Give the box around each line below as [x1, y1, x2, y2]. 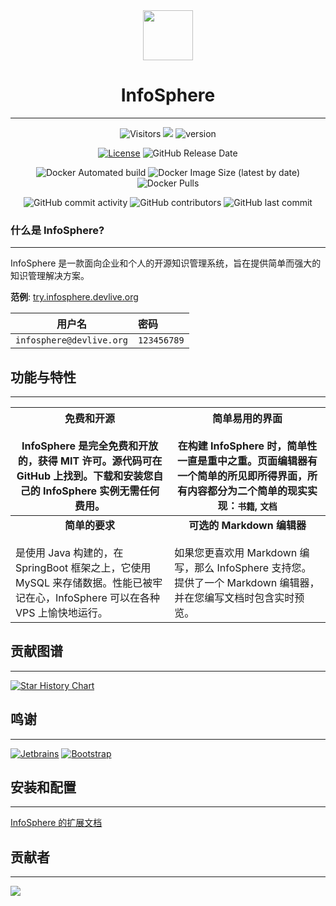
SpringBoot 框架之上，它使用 [15, 561, 152, 575]
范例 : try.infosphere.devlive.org [10, 291, 139, 303]
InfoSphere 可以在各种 [55, 591, 161, 605]
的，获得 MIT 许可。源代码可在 [17, 454, 163, 468]
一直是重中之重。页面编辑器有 [177, 454, 318, 468]
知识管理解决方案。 [10, 270, 90, 282]
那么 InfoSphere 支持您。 [194, 561, 312, 575]
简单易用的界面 [212, 412, 283, 426]
